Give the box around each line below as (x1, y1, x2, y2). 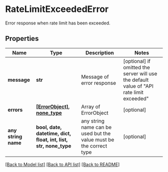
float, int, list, (35, 136, 68, 143)
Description (85, 49, 114, 56)
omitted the (123, 64, 150, 71)
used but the (80, 130, 111, 137)
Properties (5, 34, 39, 43)
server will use (123, 70, 157, 77)
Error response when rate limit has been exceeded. (5, 20, 111, 26)
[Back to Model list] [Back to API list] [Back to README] (5, 161, 120, 168)
